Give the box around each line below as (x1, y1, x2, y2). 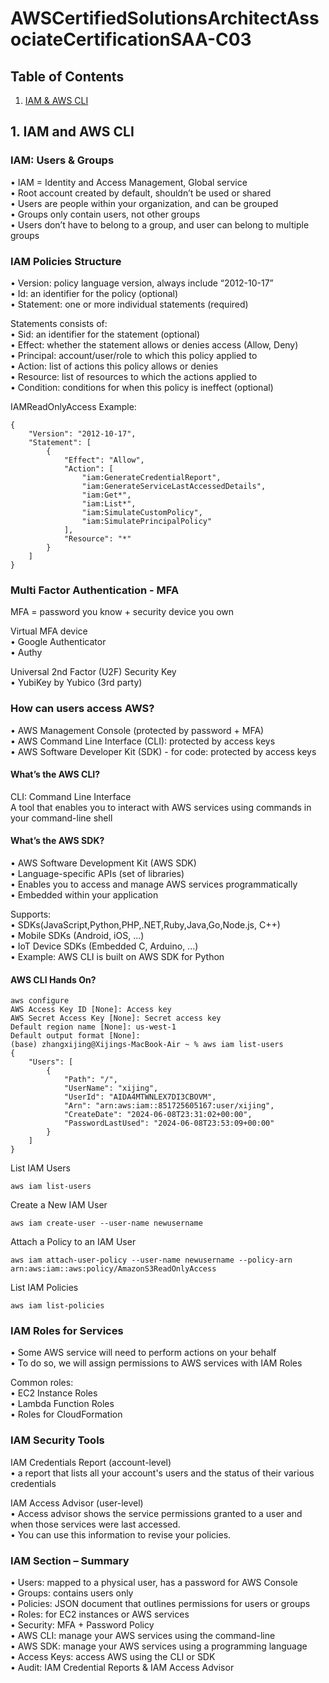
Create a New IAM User (10, 1199, 108, 1211)
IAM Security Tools (10, 1433, 105, 1447)
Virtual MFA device (10, 625, 88, 637)
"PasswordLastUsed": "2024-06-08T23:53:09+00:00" (63, 1118, 275, 1129)
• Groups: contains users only (10, 1587, 134, 1599)
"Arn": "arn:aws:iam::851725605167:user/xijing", (63, 1101, 275, 1111)
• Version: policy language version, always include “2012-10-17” (10, 277, 274, 289)
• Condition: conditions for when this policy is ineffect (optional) (10, 381, 274, 393)
